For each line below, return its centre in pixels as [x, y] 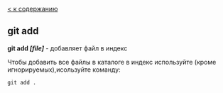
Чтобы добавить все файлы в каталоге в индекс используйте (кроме [112, 62]
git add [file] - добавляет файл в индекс [67, 48]
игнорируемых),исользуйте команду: [64, 70]
